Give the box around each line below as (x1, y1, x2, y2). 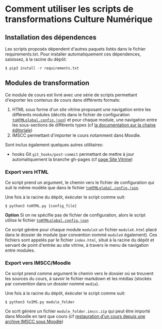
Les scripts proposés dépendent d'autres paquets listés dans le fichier (5, 46, 146, 52)
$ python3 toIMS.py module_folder (5, 300, 75, 305)
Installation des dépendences (5, 33, 97, 41)
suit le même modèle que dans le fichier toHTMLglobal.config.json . (5, 185, 140, 191)
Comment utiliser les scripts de (5, 3, 134, 15)
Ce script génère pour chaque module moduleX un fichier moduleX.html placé (5, 227, 157, 233)
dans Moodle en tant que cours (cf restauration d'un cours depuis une (5, 313, 146, 319)
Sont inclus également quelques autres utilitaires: (5, 142, 103, 147)
